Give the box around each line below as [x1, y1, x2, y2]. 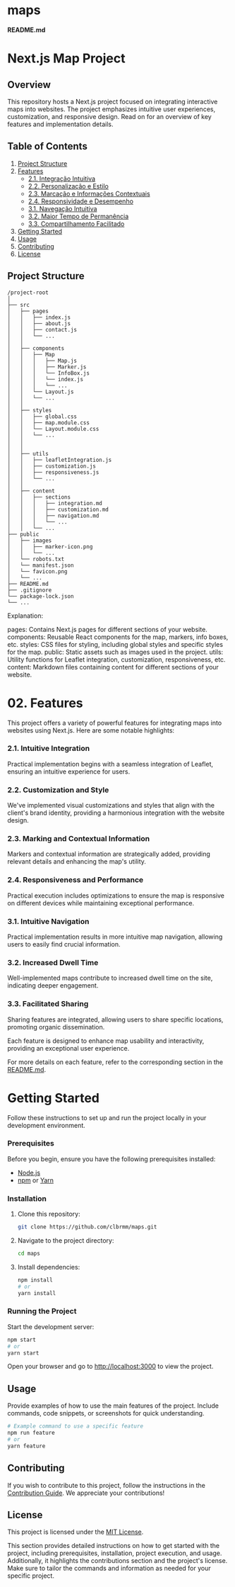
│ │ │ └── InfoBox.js [7, 369, 90, 377]
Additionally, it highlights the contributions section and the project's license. [7, 1557, 228, 1565]
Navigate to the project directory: [17, 1236, 114, 1245]
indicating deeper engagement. [7, 981, 99, 990]
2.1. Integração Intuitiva [28, 174, 96, 183]
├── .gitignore [7, 587, 52, 594]
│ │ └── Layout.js [7, 388, 74, 395]
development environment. [7, 1121, 86, 1129]
